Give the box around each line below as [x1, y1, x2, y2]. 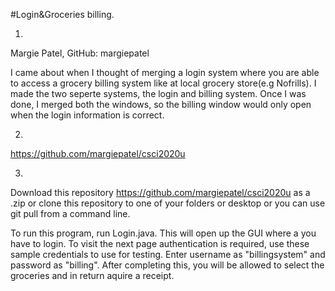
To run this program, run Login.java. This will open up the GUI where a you [10, 227, 317, 239]
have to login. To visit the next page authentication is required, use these [10, 238, 310, 249]
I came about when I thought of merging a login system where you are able [10, 67, 320, 78]
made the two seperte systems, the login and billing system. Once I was [10, 88, 307, 99]
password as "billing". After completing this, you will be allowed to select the [10, 259, 325, 271]
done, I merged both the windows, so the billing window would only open [10, 99, 312, 110]
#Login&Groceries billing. [10, 9, 115, 20]
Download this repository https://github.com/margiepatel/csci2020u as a [10, 187, 311, 198]
